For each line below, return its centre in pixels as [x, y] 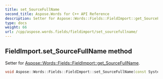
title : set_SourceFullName [32, 9]
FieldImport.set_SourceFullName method [69, 51]
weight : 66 [16, 27]
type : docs [16, 23]
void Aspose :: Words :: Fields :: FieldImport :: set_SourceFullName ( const [76, 72]
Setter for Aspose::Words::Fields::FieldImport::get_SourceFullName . [73, 63]
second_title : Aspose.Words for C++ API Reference [57, 14]
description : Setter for [30, 18]
